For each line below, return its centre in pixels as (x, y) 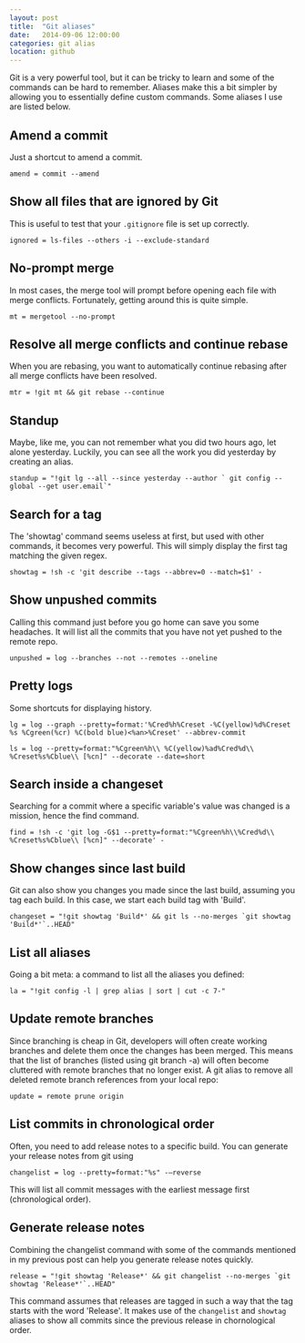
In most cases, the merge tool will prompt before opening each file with (143, 290)
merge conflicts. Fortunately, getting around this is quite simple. (129, 300)
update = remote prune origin (67, 1096)
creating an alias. (41, 462)
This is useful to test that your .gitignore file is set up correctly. (129, 223)
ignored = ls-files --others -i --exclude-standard (109, 240)
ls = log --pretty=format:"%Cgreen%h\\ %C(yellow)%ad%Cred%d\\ (132, 748)
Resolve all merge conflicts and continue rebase (149, 344)
